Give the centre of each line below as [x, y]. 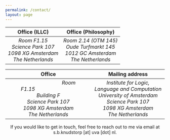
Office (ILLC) [33, 32]
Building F [48, 95]
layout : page [19, 15]
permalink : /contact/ [28, 10]
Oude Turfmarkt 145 [90, 47]
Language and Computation [128, 89]
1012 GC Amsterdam [91, 53]
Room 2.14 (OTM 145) [90, 40]
